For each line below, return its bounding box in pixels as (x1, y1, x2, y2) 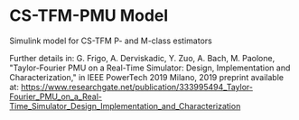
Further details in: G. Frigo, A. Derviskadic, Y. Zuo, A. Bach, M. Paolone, (9, 52, 276, 63)
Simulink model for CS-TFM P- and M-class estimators (9, 35, 212, 46)
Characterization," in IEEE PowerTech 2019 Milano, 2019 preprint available (9, 71, 285, 82)
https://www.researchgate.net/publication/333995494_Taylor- (21, 81, 253, 92)
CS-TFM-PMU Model (9, 5, 169, 26)
